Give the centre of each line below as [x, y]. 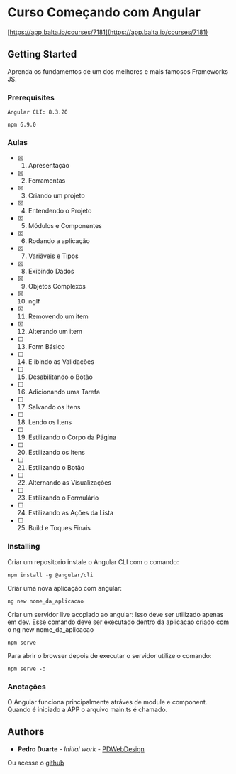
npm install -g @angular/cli [50, 575]
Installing [24, 547]
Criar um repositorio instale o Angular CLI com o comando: [93, 561]
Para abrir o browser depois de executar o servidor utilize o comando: [109, 655]
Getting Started [42, 54]
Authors [26, 732]
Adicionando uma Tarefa [64, 392]
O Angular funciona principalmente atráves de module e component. [107, 702]
